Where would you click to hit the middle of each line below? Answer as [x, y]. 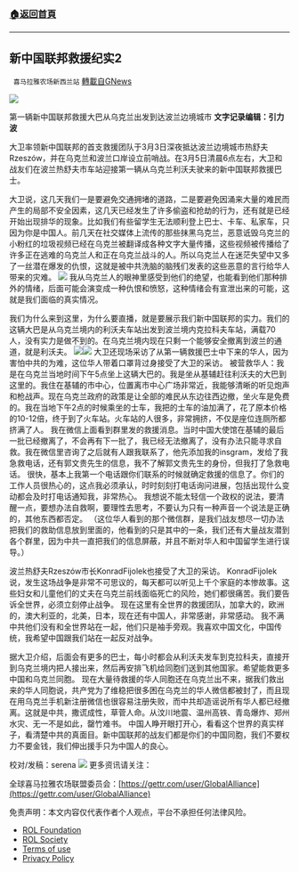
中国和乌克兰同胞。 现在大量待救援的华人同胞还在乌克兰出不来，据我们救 [143, 680]
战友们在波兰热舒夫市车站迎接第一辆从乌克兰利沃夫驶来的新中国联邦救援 [141, 169]
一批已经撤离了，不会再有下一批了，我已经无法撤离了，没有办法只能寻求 [141, 441]
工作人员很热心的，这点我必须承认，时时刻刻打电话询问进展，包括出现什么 [145, 485]
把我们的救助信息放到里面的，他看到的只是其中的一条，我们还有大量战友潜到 [149, 530]
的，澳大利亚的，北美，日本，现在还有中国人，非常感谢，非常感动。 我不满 [147, 615]
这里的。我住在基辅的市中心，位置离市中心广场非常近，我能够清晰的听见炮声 [149, 386]
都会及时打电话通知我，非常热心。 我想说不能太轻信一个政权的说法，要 [146, 497]
